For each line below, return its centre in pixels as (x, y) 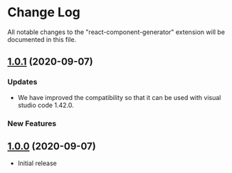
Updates (22, 82)
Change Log (44, 12)
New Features (32, 123)
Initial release (37, 163)
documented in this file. (42, 39)
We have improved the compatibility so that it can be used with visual (119, 97)
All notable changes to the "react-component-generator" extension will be (116, 32)
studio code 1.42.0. (46, 105)
